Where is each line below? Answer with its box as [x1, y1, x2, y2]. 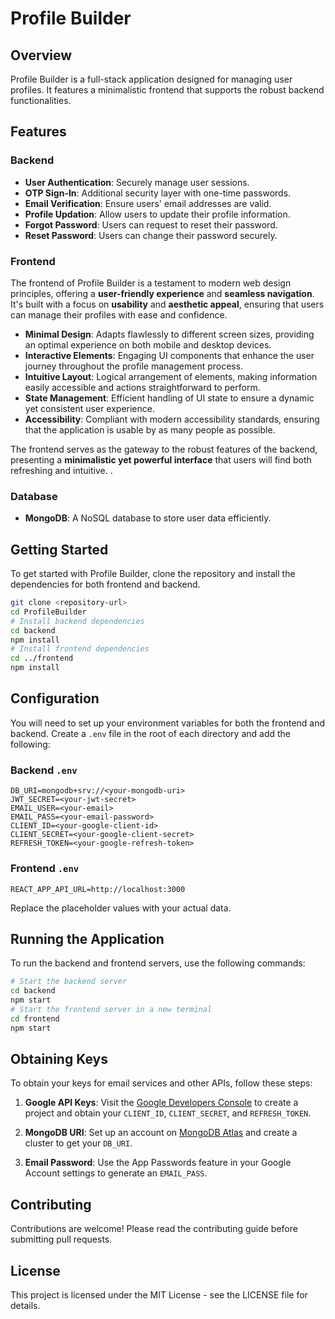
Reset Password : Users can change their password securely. [24, 229, 278, 241]
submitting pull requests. [10, 1233, 113, 1246]
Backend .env [10, 763, 78, 777]
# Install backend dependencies [10, 616, 145, 626]
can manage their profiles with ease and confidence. [10, 308, 228, 321]
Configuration [10, 690, 100, 707]
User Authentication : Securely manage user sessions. [24, 176, 250, 188]
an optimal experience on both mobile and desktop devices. [24, 338, 272, 351]
